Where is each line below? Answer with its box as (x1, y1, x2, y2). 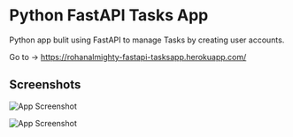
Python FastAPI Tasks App (9, 5, 209, 26)
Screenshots (9, 77, 81, 93)
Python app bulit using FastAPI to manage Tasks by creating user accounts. (9, 34, 285, 45)
